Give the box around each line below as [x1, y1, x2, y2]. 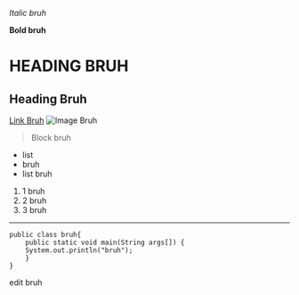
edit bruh [9, 277, 43, 288]
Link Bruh [9, 115, 44, 126]
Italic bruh [9, 8, 47, 18]
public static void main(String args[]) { [25, 238, 185, 247]
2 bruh [21, 195, 47, 206]
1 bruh [21, 186, 45, 196]
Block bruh [30, 133, 71, 143]
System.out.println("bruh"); [25, 246, 133, 255]
